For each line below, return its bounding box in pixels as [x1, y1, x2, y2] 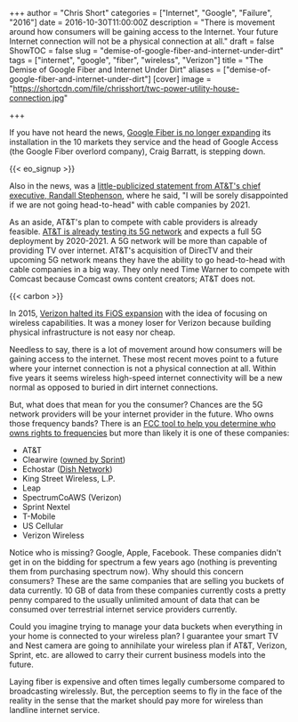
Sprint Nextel [21, 502, 71, 512]
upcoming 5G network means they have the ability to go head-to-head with [9, 255, 286, 265]
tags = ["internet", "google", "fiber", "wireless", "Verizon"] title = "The [9, 55, 264, 65]
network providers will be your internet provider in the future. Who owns [9, 409, 274, 419]
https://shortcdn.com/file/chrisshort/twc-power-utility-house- [12, 84, 240, 93]
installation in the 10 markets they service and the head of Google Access [9, 137, 278, 147]
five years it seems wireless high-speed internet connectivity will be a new [9, 373, 283, 383]
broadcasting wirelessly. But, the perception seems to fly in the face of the [9, 685, 283, 696]
